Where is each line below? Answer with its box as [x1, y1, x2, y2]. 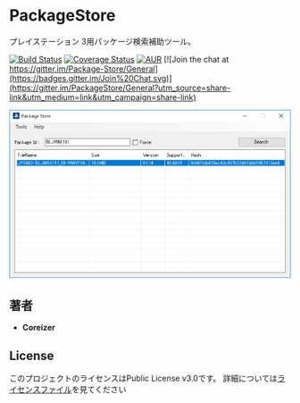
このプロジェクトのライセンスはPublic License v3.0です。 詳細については [9, 373, 279, 384]
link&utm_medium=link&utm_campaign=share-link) [9, 91, 196, 103]
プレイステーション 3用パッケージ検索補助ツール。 [9, 36, 196, 46]
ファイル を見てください [39, 384, 127, 395]
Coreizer [21, 323, 56, 333]
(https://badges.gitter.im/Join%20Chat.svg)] [9, 72, 172, 83]
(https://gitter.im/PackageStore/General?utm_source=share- [9, 82, 230, 93]
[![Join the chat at [163, 54, 229, 64]
